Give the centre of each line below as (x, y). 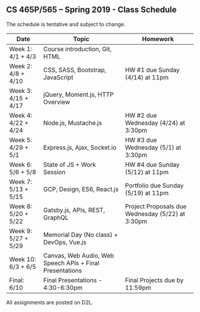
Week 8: (21, 206)
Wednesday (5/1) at (153, 147)
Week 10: (23, 259)
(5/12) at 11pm (147, 172)
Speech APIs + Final (71, 263)
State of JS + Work (70, 165)
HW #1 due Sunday (152, 70)
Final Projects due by (154, 280)
